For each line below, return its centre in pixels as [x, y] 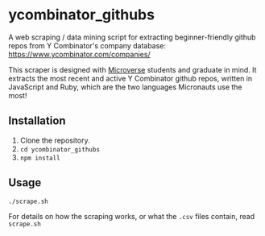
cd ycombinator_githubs [60, 149]
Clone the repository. [55, 140]
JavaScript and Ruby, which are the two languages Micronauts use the [126, 87]
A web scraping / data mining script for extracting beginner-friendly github [132, 37]
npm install [40, 158]
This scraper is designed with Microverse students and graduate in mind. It [132, 69]
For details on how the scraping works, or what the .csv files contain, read [132, 216]
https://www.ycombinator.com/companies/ [79, 54]
